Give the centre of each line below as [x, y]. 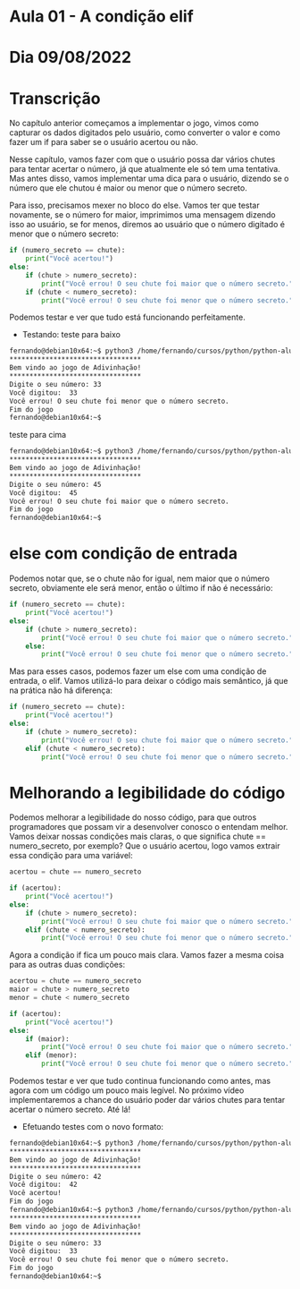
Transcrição [55, 98]
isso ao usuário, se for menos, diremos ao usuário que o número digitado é [147, 225]
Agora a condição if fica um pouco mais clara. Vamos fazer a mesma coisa [146, 955]
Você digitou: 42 [43, 1185]
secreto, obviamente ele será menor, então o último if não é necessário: [141, 588]
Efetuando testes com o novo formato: [92, 1127]
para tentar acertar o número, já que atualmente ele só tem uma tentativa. [145, 169]
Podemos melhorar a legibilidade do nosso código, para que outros [133, 817]
